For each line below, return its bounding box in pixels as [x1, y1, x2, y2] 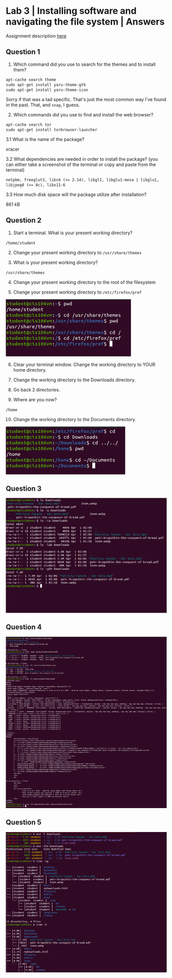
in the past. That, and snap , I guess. [6, 102, 80, 108]
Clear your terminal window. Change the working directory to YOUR [13, 361, 156, 368]
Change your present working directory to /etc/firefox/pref [13, 289, 142, 295]
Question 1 [6, 47, 40, 56]
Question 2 [6, 216, 42, 225]
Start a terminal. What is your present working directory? [13, 230, 133, 236]
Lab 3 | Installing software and [6, 5, 137, 17]
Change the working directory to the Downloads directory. [13, 377, 136, 383]
